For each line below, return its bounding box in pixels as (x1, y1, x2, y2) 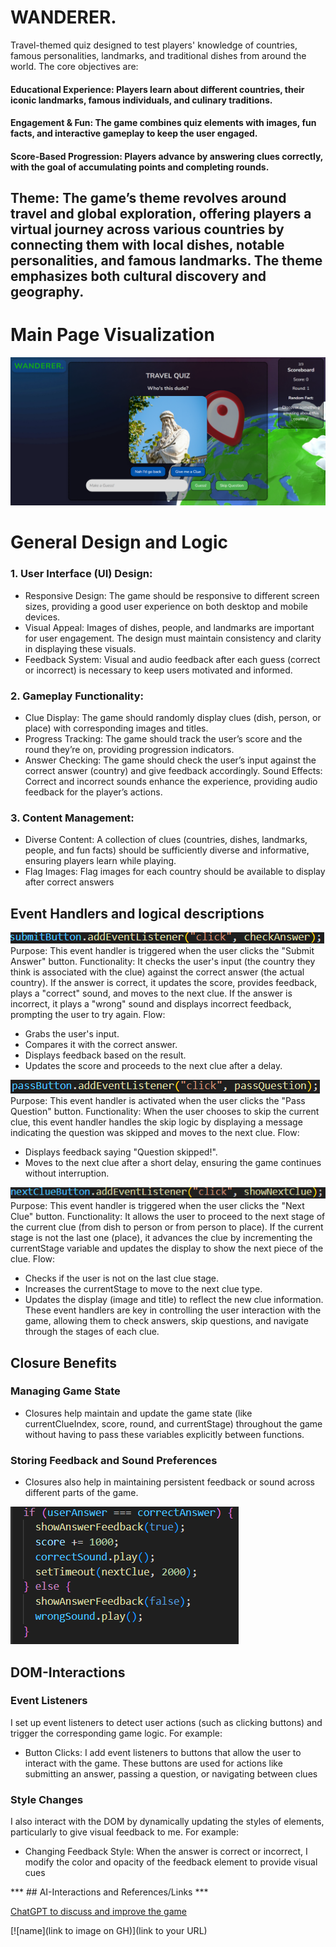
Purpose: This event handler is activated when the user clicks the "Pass (10, 1095, 306, 1107)
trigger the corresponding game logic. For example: (10, 1727, 223, 1739)
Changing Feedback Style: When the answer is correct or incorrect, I (24, 1846, 308, 1858)
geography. (10, 284, 85, 301)
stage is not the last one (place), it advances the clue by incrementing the (10, 1232, 313, 1244)
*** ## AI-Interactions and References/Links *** (10, 1886, 209, 1898)
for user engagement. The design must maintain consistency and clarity (24, 632, 322, 644)
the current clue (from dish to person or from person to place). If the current (10, 1221, 324, 1233)
